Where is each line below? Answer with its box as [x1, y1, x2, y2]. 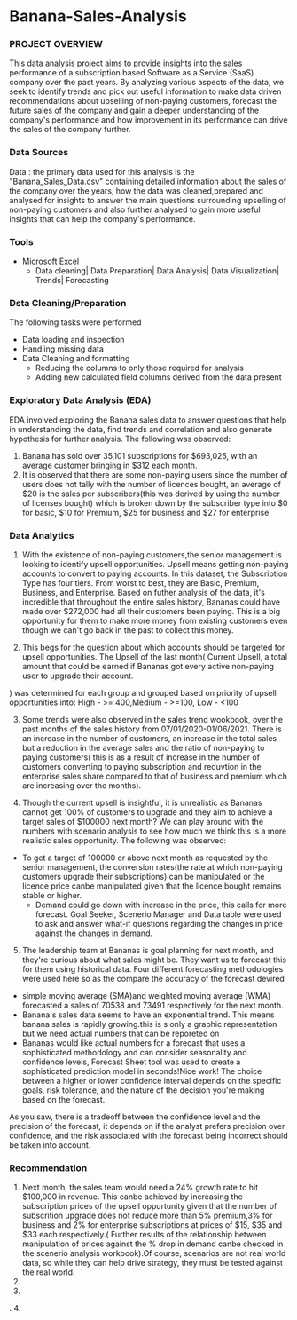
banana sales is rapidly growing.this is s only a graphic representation [21, 1018, 277, 1029]
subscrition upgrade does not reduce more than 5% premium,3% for [21, 1210, 273, 1221]
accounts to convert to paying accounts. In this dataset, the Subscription [21, 568, 288, 579]
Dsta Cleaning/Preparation [9, 297, 127, 309]
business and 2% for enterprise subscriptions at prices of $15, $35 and [21, 1220, 283, 1230]
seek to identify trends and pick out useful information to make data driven [9, 86, 282, 97]
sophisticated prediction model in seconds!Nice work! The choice [21, 1065, 262, 1076]
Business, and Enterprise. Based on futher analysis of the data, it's [21, 587, 266, 597]
